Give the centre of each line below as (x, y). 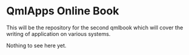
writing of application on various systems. (58, 33)
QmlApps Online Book (63, 11)
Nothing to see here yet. (36, 45)
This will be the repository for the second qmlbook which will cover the (95, 27)
